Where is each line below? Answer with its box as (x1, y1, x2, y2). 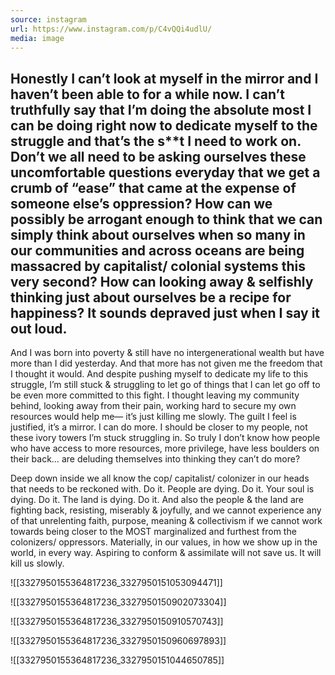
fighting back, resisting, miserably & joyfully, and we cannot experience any (10, 504, 322, 516)
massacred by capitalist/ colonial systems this (10, 257, 307, 275)
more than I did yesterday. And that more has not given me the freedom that (10, 357, 323, 370)
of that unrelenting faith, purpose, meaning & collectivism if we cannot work (10, 515, 323, 527)
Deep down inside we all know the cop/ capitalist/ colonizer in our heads (10, 472, 310, 485)
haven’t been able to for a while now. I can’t (10, 86, 285, 103)
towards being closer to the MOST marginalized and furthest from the (10, 526, 297, 538)
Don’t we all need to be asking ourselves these (10, 148, 307, 165)
